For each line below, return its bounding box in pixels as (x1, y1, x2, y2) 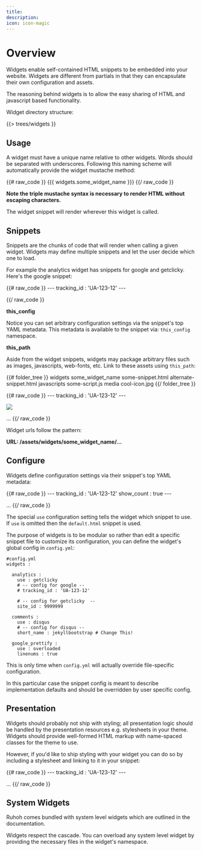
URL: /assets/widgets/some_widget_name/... (6, 438, 122, 445)
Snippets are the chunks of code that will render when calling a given (6, 241, 178, 249)
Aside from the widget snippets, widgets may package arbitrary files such (6, 355, 190, 363)
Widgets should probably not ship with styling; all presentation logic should (6, 719, 193, 727)
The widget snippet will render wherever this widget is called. (6, 208, 159, 215)
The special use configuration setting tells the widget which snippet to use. (6, 513, 192, 520)
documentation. (6, 820, 46, 827)
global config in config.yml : (6, 544, 75, 551)
